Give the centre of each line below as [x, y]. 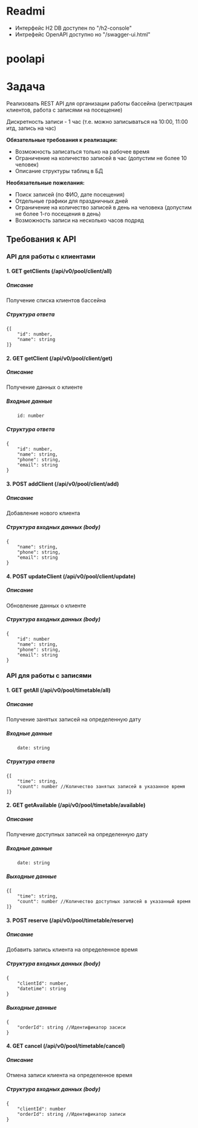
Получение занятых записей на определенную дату [74, 719]
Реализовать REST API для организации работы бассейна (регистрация [99, 104]
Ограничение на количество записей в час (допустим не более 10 [101, 158]
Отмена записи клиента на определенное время [69, 1075]
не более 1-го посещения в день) [58, 214]
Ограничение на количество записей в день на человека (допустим [103, 208]
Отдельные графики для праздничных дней [71, 201]
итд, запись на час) [31, 128]
